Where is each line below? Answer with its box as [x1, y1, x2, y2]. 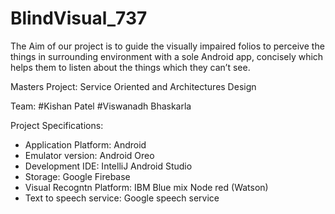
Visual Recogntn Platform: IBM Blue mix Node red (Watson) [24, 181, 269, 193]
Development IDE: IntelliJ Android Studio [24, 160, 193, 172]
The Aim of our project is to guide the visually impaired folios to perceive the [10, 40, 325, 52]
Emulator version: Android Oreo [24, 149, 155, 161]
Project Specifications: [10, 119, 104, 131]
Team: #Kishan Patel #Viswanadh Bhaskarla [10, 100, 192, 112]
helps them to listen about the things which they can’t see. [10, 61, 251, 73]
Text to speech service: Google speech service [24, 192, 220, 204]
